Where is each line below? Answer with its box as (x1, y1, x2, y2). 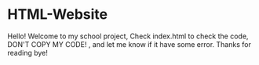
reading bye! (7, 48, 49, 57)
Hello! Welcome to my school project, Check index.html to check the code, (7, 31, 249, 41)
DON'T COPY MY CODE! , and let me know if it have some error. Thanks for (7, 39, 252, 49)
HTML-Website (7, 5, 108, 23)
